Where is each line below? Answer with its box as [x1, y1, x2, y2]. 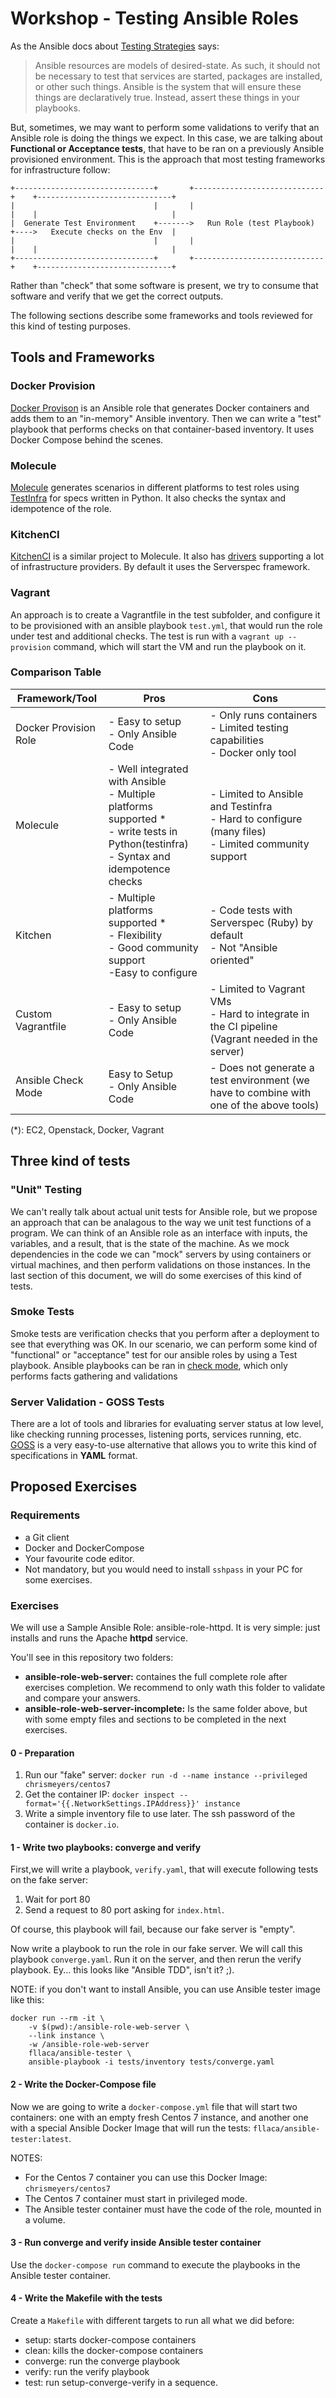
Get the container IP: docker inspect [24, 1788, 175, 1801]
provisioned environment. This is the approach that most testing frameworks [10, 153, 326, 165]
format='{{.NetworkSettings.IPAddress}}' [24, 1799, 200, 1809]
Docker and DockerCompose [24, 1542, 145, 1554]
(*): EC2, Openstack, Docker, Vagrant [10, 1123, 165, 1136]
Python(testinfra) [108, 837, 189, 851]
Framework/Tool [16, 691, 98, 705]
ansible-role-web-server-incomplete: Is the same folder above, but [24, 1703, 308, 1715]
